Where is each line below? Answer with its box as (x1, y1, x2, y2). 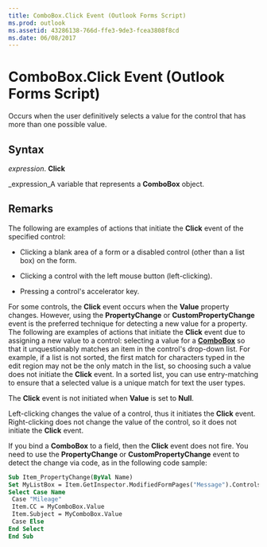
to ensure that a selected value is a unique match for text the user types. (8, 378, 246, 387)
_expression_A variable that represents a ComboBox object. (8, 180, 205, 188)
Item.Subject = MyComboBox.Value (11, 510, 123, 518)
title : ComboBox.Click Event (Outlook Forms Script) (8, 11, 187, 20)
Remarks (8, 202, 54, 215)
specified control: (8, 231, 66, 241)
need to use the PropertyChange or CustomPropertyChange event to (8, 449, 240, 459)
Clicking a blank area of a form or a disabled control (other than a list (19, 247, 245, 257)
